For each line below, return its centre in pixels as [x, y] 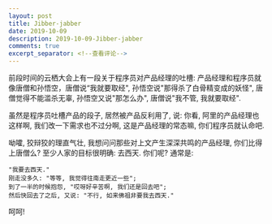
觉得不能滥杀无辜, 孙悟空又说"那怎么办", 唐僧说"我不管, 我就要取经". [128, 98]
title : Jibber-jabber [45, 24]
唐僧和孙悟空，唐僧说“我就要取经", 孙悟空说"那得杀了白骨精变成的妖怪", [134, 88]
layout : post [30, 16]
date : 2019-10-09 [38, 31]
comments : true [34, 46]
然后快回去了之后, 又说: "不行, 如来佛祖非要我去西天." [91, 196]
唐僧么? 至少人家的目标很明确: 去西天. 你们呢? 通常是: [104, 153]
